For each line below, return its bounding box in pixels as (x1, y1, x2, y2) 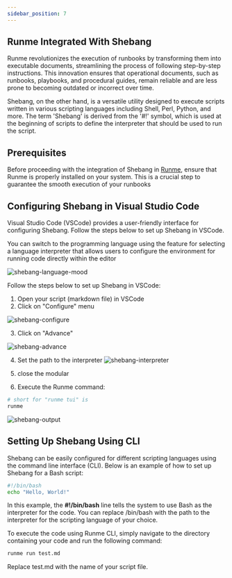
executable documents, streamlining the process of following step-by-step (7, 62, 221, 70)
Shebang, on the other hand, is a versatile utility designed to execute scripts (7, 97, 225, 106)
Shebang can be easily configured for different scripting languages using (7, 454, 217, 462)
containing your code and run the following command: (7, 536, 163, 545)
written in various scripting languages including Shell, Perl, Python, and (7, 105, 211, 113)
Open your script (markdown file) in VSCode (17, 295, 144, 303)
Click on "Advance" (17, 329, 74, 338)
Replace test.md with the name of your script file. (7, 563, 148, 571)
